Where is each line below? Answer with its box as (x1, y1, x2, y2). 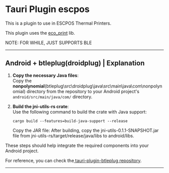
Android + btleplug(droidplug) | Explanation (5, 59, 145, 67)
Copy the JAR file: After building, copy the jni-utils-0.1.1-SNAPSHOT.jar (12, 127, 159, 133)
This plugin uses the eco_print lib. (5, 30, 75, 36)
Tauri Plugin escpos (5, 4, 90, 15)
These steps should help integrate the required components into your (5, 142, 149, 148)
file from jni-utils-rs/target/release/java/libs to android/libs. (12, 132, 134, 139)
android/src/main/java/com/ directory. (12, 94, 93, 100)
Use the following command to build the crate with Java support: (12, 109, 147, 115)
